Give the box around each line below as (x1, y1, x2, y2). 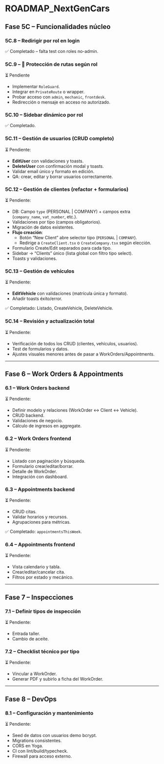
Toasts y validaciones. (12, 255, 57, 261)
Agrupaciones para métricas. (12, 519, 71, 525)
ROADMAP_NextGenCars (5, 3, 110, 14)
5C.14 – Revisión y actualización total (5, 318, 95, 325)
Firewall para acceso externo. (12, 753, 72, 759)
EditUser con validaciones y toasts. (12, 158, 84, 164)
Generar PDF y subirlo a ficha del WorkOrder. (12, 676, 103, 682)
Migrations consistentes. (12, 738, 62, 743)
